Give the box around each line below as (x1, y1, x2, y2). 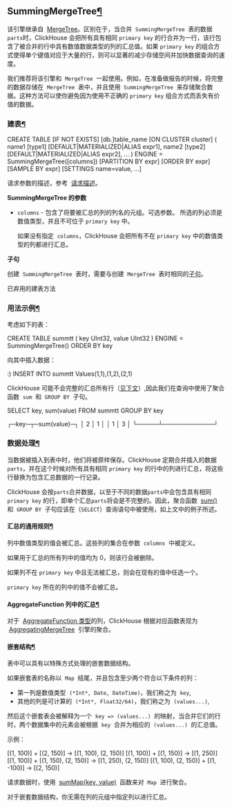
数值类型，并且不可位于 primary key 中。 (17, 217, 134, 226)
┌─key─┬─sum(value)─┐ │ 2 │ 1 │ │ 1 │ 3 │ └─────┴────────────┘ (7, 420, 219, 428)
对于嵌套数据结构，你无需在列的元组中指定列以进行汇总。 (7, 792, 171, 801)
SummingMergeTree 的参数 (7, 194, 87, 202)
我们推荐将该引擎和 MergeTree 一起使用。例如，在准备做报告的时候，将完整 (7, 74, 224, 82)
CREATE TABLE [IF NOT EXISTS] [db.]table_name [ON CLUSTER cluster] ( (7, 135, 217, 144)
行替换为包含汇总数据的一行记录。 (7, 473, 104, 481)
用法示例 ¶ (7, 304, 40, 314)
